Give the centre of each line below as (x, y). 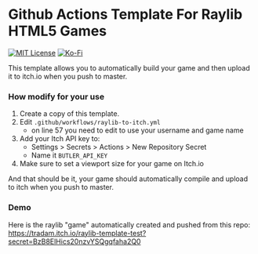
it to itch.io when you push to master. (68, 76)
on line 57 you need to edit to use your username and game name (138, 130)
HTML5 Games (58, 31)
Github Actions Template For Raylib (125, 15)
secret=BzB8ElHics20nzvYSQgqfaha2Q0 (74, 241)
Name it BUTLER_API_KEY (69, 155)
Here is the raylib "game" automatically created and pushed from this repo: (129, 224)
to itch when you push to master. (61, 187)
